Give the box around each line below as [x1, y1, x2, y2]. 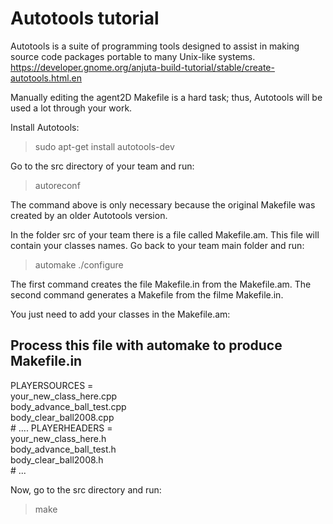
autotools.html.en [10, 72, 83, 84]
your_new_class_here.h [10, 432, 107, 444]
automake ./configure [34, 258, 124, 271]
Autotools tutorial [10, 7, 160, 30]
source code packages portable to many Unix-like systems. [10, 50, 256, 62]
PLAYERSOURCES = [10, 379, 94, 391]
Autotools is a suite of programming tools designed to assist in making [10, 40, 300, 52]
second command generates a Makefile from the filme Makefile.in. [10, 288, 284, 301]
